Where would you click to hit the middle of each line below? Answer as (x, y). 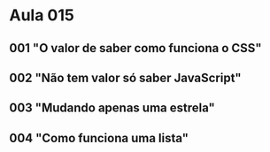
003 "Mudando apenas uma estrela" (112, 108)
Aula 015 (42, 15)
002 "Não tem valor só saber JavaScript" (125, 77)
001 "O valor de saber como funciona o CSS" (136, 48)
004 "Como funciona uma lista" (99, 138)
